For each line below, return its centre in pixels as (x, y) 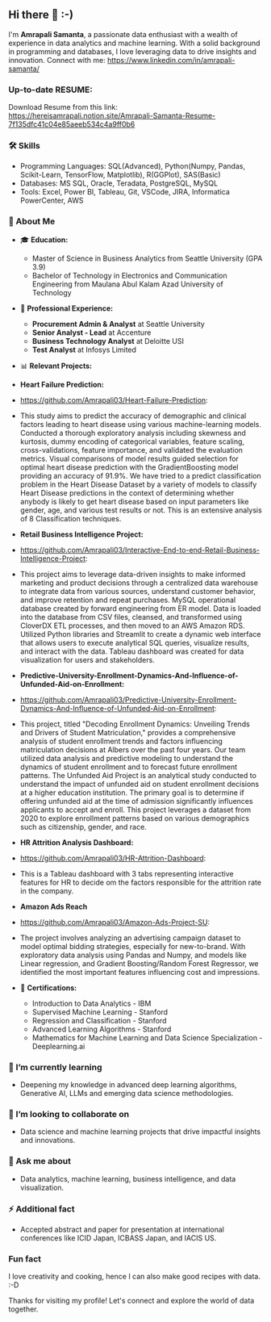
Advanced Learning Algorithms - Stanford (102, 1029)
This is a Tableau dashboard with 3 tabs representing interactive (127, 873)
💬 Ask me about (40, 1161)
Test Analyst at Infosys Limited (84, 349)
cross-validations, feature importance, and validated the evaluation (131, 450)
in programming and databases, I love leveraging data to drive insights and (132, 51)
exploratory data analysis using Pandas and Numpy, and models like (133, 955)
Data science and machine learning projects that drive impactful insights (140, 1132)
